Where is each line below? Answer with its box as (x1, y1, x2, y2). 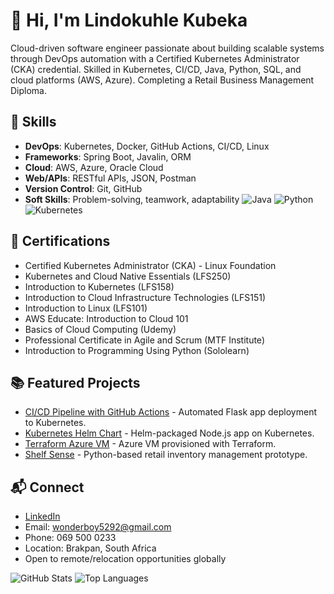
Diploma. (10, 84, 48, 96)
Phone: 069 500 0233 (24, 532, 117, 544)
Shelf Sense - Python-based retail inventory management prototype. (24, 449, 308, 461)
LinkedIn (24, 510, 61, 523)
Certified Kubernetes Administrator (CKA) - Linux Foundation (24, 259, 277, 271)
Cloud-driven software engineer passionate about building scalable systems (10, 42, 325, 54)
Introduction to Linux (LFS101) (24, 302, 148, 314)
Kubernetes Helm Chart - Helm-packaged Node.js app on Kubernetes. (24, 427, 315, 439)
